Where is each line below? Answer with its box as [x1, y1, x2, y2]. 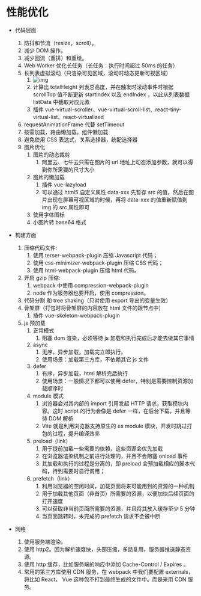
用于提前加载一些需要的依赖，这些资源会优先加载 [41, 444, 163, 452]
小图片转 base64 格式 [32, 218, 87, 226]
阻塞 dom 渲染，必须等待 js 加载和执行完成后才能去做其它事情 [41, 334, 194, 342]
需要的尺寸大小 [58, 166, 95, 173]
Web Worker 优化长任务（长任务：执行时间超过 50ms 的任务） [23, 61, 178, 69]
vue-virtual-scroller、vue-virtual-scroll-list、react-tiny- [44, 106, 182, 113]
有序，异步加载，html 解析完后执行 [41, 369, 128, 376]
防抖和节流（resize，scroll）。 [23, 39, 97, 46]
